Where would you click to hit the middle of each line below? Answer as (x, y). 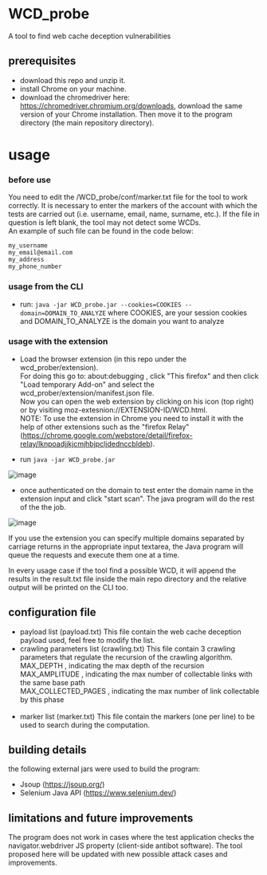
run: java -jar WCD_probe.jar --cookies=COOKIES (100, 304)
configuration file (53, 612)
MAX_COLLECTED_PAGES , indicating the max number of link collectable (139, 691)
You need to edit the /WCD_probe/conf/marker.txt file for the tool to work (128, 197)
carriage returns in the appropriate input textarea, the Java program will (126, 546)
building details (47, 750)
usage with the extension (58, 341)
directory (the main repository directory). (87, 122)
